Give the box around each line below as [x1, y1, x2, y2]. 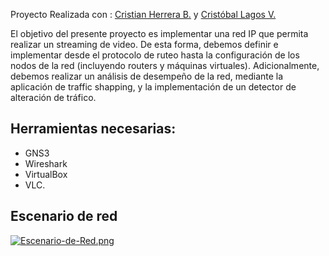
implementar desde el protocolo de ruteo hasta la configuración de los [10, 49, 300, 61]
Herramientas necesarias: [10, 120, 177, 138]
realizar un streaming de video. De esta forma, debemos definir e [10, 39, 279, 50]
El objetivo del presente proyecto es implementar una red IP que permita [10, 28, 309, 39]
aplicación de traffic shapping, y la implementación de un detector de [10, 81, 297, 93]
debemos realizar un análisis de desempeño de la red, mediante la [10, 70, 284, 82]
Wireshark [24, 157, 68, 169]
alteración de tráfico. [10, 92, 97, 103]
